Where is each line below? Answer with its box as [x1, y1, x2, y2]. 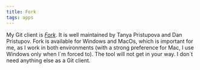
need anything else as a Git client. [6, 57, 91, 64]
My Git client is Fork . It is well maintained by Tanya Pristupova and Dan [6, 31, 182, 38]
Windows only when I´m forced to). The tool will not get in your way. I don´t [6, 50, 193, 57]
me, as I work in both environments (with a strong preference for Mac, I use [6, 43, 195, 51]
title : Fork [6, 8, 36, 15]
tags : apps [6, 14, 34, 21]
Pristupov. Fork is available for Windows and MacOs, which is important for [6, 37, 193, 45]
